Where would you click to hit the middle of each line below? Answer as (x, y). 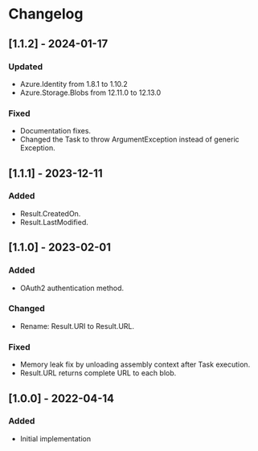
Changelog (46, 14)
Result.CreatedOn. (50, 213)
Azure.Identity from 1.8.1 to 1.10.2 (74, 84)
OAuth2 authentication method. (72, 288)
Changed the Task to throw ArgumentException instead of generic (129, 139)
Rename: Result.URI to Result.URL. (77, 326)
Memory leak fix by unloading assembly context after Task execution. (135, 365)
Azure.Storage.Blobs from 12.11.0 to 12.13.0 (90, 92)
